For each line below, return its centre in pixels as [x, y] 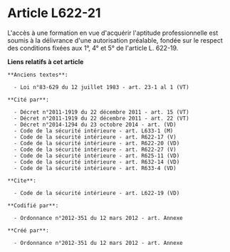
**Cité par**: [28, 100]
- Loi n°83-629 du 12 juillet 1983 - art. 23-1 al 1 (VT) [102, 87]
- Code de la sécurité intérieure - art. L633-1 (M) [94, 131]
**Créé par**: [28, 230]
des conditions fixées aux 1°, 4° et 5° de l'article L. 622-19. [93, 48]
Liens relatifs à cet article [46, 61]
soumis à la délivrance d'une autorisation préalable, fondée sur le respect [115, 40]
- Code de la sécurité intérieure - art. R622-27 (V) [95, 149]
